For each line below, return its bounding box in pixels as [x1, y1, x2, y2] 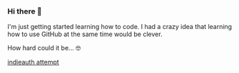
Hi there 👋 [7, 6, 43, 16]
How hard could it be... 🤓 [7, 44, 81, 52]
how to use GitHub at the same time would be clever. [7, 30, 163, 38]
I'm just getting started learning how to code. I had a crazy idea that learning [7, 23, 233, 31]
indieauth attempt [7, 58, 59, 67]
